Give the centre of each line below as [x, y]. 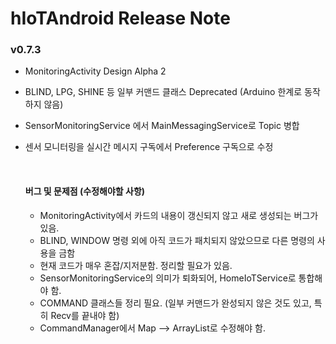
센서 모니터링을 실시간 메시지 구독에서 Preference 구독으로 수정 [149, 147]
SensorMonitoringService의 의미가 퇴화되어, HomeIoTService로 [168, 278]
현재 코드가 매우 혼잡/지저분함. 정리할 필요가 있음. [136, 265]
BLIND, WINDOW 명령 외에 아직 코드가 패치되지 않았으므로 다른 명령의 [177, 240]
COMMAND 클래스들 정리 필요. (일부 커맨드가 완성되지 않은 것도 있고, [175, 303]
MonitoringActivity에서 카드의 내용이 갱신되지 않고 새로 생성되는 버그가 [179, 215]
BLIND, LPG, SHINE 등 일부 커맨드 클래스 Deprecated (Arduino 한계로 [163, 92]
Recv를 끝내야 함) [85, 315]
